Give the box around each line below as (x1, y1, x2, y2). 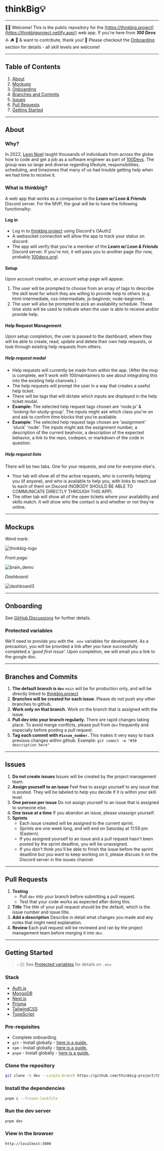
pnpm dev (5, 1118, 23, 1124)
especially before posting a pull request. (12, 727, 93, 733)
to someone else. (12, 804, 47, 810)
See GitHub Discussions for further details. (5, 615, 91, 621)
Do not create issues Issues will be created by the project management (12, 773, 156, 779)
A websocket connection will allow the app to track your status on (12, 233, 145, 239)
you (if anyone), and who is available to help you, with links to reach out (12, 478, 156, 484)
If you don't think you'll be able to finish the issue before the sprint (19, 846, 153, 852)
